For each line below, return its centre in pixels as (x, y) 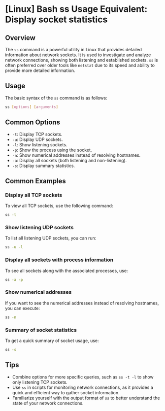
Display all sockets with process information (59, 260)
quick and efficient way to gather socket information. (66, 392)
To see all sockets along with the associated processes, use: (66, 271)
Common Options (33, 122)
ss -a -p (14, 279)
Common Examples (36, 181)
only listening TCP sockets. (40, 382)
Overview (20, 38)
